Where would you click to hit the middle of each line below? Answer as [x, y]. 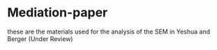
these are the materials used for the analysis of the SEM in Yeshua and [109, 32]
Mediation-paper [58, 13]
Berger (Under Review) [40, 38]
